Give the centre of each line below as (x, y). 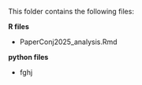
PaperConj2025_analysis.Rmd (68, 42)
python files (28, 57)
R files (19, 26)
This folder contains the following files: (71, 11)
